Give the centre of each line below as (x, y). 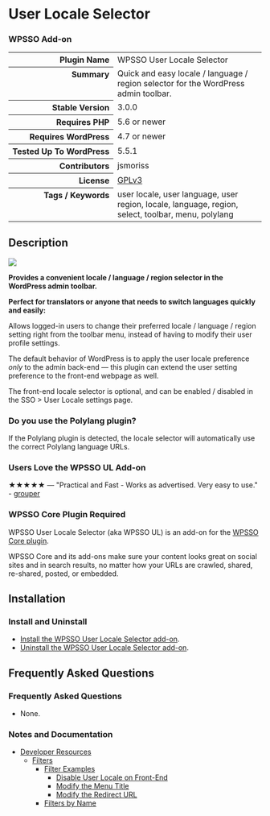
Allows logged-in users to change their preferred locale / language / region (132, 325)
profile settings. (34, 342)
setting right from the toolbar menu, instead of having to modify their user (130, 334)
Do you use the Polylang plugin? (72, 420)
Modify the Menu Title (92, 786)
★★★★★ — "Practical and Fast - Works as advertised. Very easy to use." (133, 485)
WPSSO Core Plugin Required (67, 515)
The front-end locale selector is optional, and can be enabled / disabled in (131, 391)
